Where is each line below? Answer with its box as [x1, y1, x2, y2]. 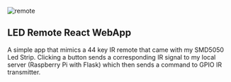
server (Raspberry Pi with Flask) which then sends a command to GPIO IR [7, 60, 222, 69]
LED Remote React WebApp [7, 27, 132, 39]
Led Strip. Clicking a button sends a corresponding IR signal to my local [7, 53, 216, 61]
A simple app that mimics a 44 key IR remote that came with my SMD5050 [7, 46, 225, 54]
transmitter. [7, 67, 41, 76]
